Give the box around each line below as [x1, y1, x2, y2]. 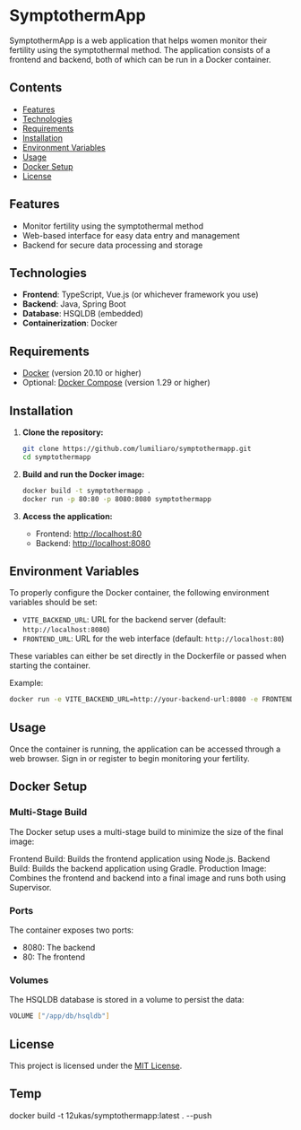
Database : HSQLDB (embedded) [21, 309, 143, 319]
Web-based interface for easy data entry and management [21, 230, 240, 240]
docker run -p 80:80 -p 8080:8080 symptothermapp [21, 494, 212, 503]
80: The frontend [21, 952, 86, 962]
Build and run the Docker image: [21, 468, 145, 480]
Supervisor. [9, 882, 52, 892]
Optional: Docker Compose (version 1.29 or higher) [21, 378, 211, 388]
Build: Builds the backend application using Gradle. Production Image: [9, 863, 267, 874]
